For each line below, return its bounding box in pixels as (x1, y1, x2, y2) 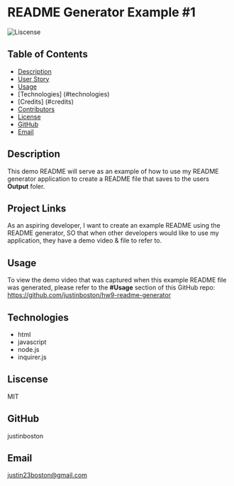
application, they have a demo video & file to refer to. (7, 236, 162, 245)
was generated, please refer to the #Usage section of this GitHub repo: (7, 283, 216, 292)
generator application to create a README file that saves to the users (7, 175, 209, 183)
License (17, 112, 41, 121)
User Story (17, 74, 50, 83)
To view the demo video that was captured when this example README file (7, 276, 227, 285)
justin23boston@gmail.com (7, 471, 87, 480)
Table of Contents (7, 48, 89, 60)
